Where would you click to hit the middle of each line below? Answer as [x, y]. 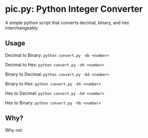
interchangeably [22, 28]
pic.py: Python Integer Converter [74, 9]
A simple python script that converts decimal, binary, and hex [67, 23]
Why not [14, 130]
